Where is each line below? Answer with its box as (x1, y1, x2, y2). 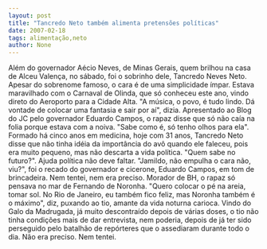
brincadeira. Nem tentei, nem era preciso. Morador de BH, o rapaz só (8, 173, 236, 183)
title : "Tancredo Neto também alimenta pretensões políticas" (8, 19, 219, 27)
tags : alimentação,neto (8, 33, 88, 42)
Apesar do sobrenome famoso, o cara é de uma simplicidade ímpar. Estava (8, 80, 255, 90)
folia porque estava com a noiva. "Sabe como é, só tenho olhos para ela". (8, 123, 249, 132)
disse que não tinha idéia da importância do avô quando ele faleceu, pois (8, 139, 249, 149)
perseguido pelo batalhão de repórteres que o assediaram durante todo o (8, 224, 249, 233)
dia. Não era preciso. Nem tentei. (8, 232, 117, 242)
